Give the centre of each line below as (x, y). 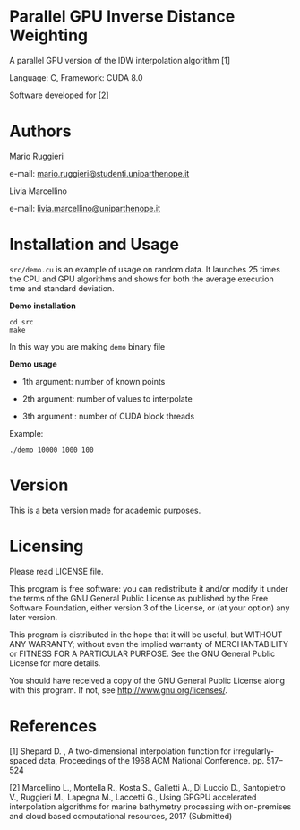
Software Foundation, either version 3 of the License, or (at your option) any (150, 608)
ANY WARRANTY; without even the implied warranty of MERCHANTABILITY (149, 644)
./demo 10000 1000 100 (51, 450)
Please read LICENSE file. (57, 571)
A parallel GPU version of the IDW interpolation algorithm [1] (120, 60)
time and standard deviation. (62, 288)
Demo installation (43, 306)
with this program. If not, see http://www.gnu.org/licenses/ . (119, 690)
